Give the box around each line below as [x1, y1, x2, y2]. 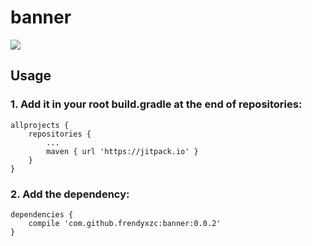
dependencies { [10, 209, 74, 220]
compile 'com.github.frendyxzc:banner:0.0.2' [28, 218, 222, 228]
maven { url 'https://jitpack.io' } [46, 146, 199, 156]
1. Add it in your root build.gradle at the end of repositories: [10, 97, 303, 111]
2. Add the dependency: [10, 187, 130, 201]
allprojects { [10, 120, 70, 130]
